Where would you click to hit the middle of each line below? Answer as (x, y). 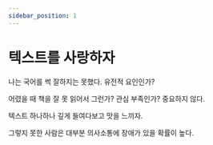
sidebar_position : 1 (43, 16)
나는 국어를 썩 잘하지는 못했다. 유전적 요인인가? (82, 82)
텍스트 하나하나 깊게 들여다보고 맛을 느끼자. (76, 115)
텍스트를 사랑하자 (62, 58)
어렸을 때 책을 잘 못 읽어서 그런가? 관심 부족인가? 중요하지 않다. (107, 99)
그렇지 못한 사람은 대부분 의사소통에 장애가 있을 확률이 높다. (101, 132)
